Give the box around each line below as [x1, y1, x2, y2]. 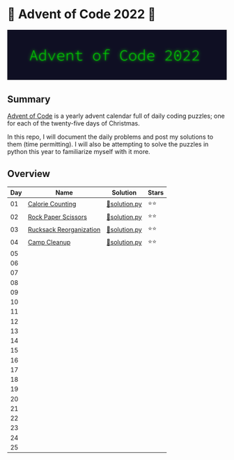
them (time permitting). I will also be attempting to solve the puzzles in [7, 140, 209, 148]
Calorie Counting [27, 200, 77, 208]
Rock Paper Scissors [27, 213, 87, 221]
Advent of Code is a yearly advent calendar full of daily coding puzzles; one [7, 112, 225, 121]
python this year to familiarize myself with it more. [7, 148, 151, 156]
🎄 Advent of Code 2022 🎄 [7, 6, 157, 22]
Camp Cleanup [27, 238, 71, 247]
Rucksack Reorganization [27, 225, 101, 233]
